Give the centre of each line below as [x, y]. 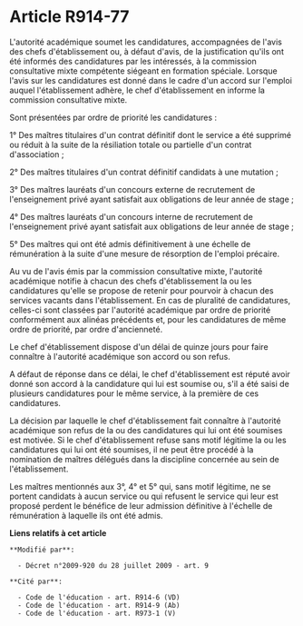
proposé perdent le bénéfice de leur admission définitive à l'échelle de [141, 505]
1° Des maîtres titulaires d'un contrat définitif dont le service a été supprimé [151, 134]
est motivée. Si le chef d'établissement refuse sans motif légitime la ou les [148, 440]
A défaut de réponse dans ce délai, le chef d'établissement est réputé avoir [150, 373]
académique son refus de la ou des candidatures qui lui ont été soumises [146, 430]
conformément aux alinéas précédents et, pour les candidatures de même [148, 319]
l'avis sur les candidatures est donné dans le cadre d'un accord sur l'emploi [151, 80]
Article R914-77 [69, 17]
